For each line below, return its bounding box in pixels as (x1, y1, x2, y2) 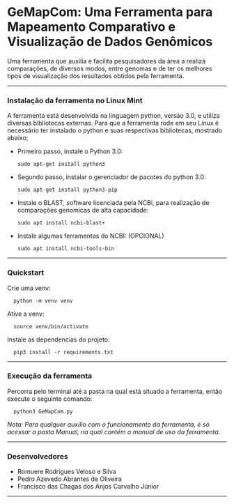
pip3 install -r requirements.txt (13, 349, 114, 356)
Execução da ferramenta (7, 371, 93, 381)
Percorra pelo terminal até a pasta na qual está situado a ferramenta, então (7, 387, 223, 395)
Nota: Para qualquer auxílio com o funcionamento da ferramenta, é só (7, 420, 210, 429)
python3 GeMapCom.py (13, 408, 73, 415)
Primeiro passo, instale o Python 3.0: (17, 147, 123, 155)
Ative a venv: (7, 310, 45, 318)
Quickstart (7, 268, 45, 277)
